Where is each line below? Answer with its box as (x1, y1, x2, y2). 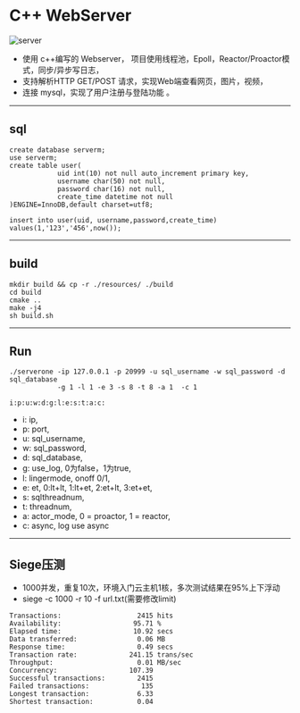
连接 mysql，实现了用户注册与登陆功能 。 (21, 87, 174, 97)
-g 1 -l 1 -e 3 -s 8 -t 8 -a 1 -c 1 (56, 383, 198, 392)
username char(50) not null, (56, 176, 166, 186)
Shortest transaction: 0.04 (9, 698, 154, 707)
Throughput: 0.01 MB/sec (9, 658, 181, 667)
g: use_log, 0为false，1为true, (21, 463, 131, 474)
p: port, (21, 424, 50, 434)
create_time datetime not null (56, 192, 174, 201)
